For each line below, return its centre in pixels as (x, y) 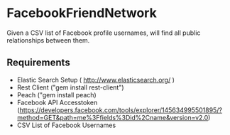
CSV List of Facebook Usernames (66, 125)
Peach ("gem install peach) (56, 94)
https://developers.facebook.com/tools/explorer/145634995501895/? (121, 110)
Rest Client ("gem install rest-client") (71, 87)
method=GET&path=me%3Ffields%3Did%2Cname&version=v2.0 (113, 117)
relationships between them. (48, 40)
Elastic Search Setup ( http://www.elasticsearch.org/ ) (96, 80)
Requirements (38, 63)
